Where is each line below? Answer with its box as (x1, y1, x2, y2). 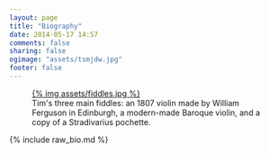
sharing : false (9, 47, 67, 56)
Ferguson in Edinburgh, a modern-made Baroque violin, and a (31, 107, 261, 118)
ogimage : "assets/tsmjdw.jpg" (9, 55, 123, 64)
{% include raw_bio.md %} (9, 134, 109, 145)
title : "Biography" (9, 22, 83, 31)
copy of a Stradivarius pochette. (31, 116, 151, 127)
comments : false (9, 38, 70, 48)
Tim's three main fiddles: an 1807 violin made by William (31, 97, 240, 108)
